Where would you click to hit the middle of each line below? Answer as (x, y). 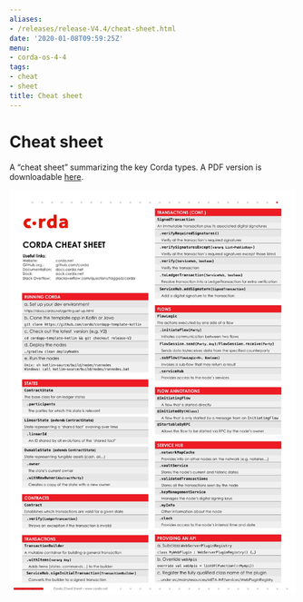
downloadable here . (47, 176)
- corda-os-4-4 (38, 58)
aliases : (26, 19)
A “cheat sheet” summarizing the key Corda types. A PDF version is (136, 167)
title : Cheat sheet (46, 95)
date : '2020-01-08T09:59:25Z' (67, 38)
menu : (20, 48)
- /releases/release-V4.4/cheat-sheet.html (93, 29)
